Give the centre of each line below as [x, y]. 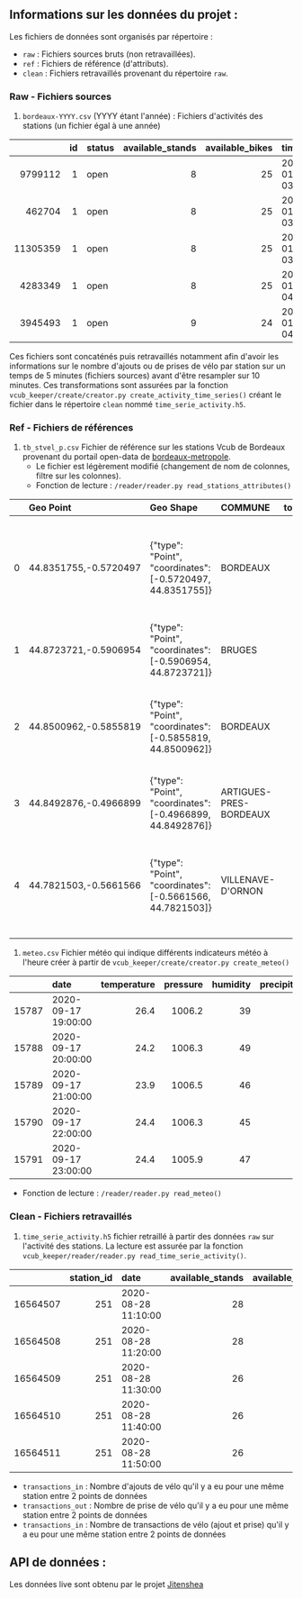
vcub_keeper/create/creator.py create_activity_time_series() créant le [145, 395]
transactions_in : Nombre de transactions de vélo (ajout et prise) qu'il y [155, 1524]
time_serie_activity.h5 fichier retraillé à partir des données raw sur [148, 1236]
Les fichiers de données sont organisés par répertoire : [111, 36]
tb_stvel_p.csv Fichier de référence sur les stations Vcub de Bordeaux [154, 447]
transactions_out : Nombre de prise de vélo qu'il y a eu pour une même [155, 1505]
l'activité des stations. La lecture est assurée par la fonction [133, 1246]
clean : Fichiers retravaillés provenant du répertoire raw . [125, 73]
